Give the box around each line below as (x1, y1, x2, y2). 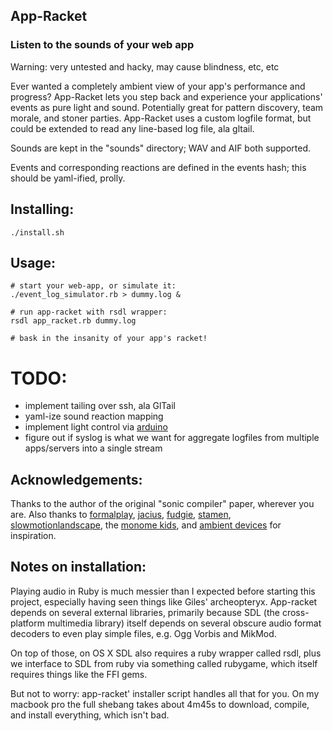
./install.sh (10, 227, 65, 238)
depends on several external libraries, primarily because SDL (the (10, 606, 280, 618)
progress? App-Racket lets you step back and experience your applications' (10, 90, 323, 103)
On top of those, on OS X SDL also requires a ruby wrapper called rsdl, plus (10, 647, 322, 659)
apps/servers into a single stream (24, 442, 163, 454)
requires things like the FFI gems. (10, 668, 148, 680)
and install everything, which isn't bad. (10, 709, 170, 721)
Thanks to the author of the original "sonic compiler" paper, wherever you (10, 498, 315, 510)
